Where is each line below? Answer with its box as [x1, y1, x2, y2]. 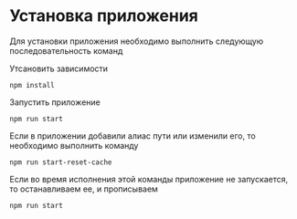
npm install [9, 80, 55, 89]
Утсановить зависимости [9, 63, 108, 74]
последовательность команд [9, 45, 123, 56]
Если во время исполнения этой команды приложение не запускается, [9, 173, 289, 184]
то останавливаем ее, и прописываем [9, 183, 158, 194]
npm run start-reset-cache [9, 157, 112, 167]
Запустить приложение [9, 97, 101, 108]
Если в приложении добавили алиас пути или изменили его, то [9, 130, 256, 141]
